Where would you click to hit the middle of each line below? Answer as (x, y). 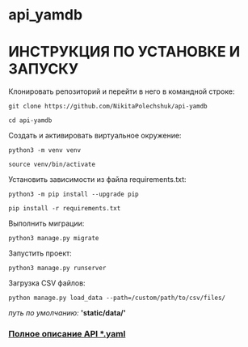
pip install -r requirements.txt (65, 209)
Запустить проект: (40, 253)
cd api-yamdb (30, 121)
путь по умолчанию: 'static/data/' (67, 313)
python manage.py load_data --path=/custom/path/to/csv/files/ (117, 298)
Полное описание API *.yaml (67, 334)
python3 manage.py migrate (54, 239)
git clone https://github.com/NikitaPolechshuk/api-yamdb (108, 107)
